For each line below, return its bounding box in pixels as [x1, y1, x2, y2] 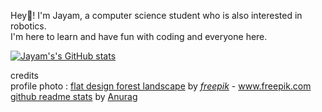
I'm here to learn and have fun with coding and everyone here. [10, 31, 268, 42]
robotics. [10, 20, 47, 32]
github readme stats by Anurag [10, 91, 138, 102]
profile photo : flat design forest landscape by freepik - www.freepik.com [10, 80, 312, 92]
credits [10, 70, 39, 81]
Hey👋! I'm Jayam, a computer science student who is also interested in [10, 10, 303, 21]
